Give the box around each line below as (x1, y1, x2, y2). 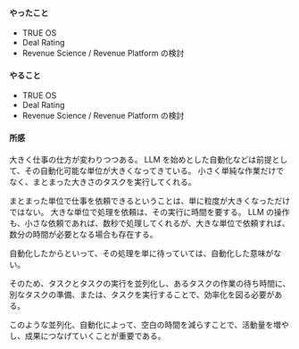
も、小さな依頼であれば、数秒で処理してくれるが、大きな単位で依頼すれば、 (9, 218, 290, 229)
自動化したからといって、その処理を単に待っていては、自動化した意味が (9, 247, 274, 258)
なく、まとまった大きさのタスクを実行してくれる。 (9, 176, 196, 187)
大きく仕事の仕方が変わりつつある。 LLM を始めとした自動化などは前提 (9, 154, 272, 164)
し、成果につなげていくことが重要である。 (9, 330, 166, 341)
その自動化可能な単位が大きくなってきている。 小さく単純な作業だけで (24, 165, 285, 176)
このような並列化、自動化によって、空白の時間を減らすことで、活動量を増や (9, 319, 289, 329)
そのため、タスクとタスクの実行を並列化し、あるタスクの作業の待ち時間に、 (9, 278, 291, 288)
